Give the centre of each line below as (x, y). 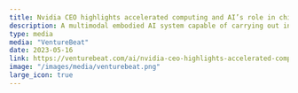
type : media (31, 34)
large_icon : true (41, 75)
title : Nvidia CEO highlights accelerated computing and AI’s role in (142, 17)
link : (19, 58)
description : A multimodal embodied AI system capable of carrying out (144, 26)
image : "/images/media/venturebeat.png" (85, 67)
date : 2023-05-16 (41, 50)
